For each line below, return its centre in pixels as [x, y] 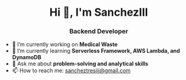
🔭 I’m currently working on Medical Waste [65, 44]
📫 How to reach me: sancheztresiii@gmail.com [71, 71]
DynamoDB [26, 58]
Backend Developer [99, 32]
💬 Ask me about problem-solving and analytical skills [80, 64]
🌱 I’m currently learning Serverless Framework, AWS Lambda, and [96, 51]
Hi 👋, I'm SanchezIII [99, 12]
